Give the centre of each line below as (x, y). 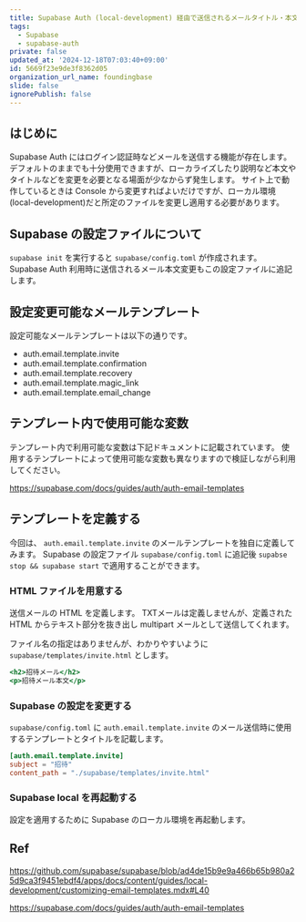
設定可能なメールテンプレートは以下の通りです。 (101, 335)
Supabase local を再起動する (73, 798)
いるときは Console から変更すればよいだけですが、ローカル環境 (154, 191)
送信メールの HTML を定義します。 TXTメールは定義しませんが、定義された (151, 612)
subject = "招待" (41, 764)
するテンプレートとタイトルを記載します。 (89, 738)
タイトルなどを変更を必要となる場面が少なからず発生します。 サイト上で (146, 179)
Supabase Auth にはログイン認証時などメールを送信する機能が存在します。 (151, 157)
